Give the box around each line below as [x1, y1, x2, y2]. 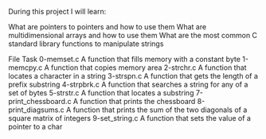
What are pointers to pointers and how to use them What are [8, 22, 207, 31]
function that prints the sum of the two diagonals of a [72, 105, 248, 114]
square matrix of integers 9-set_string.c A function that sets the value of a [8, 114, 251, 122]
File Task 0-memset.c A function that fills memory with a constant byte [8, 55, 241, 64]
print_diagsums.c [8, 105, 65, 114]
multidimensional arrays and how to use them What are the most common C [8, 31, 257, 40]
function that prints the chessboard [79, 97, 196, 106]
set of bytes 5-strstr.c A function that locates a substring [8, 88, 194, 98]
